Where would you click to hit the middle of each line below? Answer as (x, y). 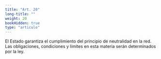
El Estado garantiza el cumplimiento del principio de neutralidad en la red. (78, 41)
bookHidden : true (22, 23)
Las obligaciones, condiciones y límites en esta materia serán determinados (80, 46)
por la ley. (15, 52)
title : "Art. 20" (22, 9)
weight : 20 (16, 18)
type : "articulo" (22, 28)
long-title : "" (20, 14)
